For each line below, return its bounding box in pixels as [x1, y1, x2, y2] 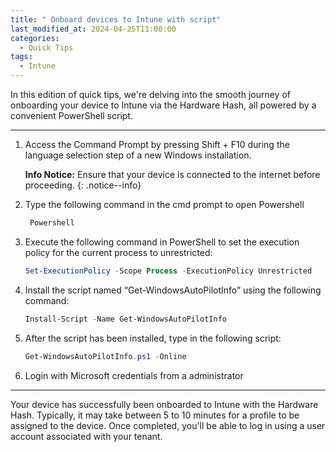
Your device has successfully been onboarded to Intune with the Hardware [10, 398, 319, 410]
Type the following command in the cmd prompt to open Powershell [24, 199, 305, 210]
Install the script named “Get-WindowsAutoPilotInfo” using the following [24, 284, 322, 296]
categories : [10, 33, 60, 43]
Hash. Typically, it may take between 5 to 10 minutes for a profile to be [10, 409, 300, 421]
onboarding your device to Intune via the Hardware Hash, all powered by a [10, 99, 317, 111]
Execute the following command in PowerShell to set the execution [24, 236, 300, 248]
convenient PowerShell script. [10, 110, 133, 121]
